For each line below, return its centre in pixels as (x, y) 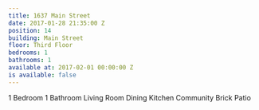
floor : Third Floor (41, 45)
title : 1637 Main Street (49, 16)
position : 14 (30, 30)
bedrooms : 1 (28, 53)
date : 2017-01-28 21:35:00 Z (57, 23)
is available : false (43, 75)
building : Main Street (46, 38)
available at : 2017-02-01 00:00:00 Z (71, 68)
